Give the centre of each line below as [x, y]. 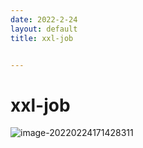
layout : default [44, 29]
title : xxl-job [42, 38]
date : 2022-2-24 [44, 19]
